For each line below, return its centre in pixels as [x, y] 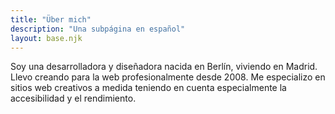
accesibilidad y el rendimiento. [73, 98]
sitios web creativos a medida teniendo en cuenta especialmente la [148, 88]
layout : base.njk [46, 38]
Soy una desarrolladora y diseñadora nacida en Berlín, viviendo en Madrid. [164, 67]
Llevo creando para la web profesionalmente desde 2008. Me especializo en [168, 77]
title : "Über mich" [51, 19]
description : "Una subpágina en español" [98, 29]
